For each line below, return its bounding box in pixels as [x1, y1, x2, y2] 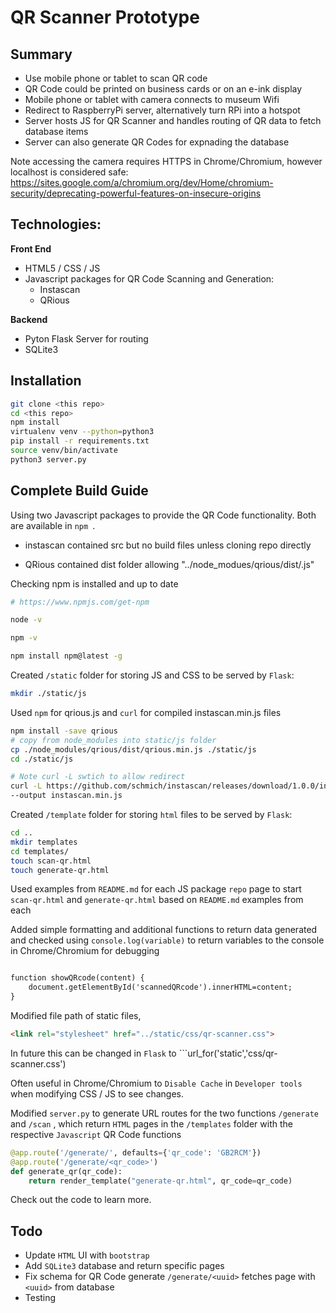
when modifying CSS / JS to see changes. [10, 1087, 184, 1100]
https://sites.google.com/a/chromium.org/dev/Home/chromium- [10, 177, 274, 188]
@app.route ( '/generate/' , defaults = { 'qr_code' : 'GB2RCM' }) [10, 1147, 262, 1158]
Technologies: [10, 216, 102, 233]
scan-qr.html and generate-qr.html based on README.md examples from [10, 894, 304, 906]
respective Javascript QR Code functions [10, 1128, 182, 1140]
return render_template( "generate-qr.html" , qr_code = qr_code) [28, 1176, 293, 1186]
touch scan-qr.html [10, 856, 92, 866]
